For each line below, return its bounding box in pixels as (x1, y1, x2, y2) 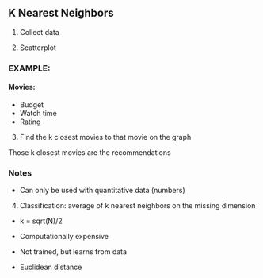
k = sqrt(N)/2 (19, 216, 63, 226)
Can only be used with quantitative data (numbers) (19, 186, 186, 195)
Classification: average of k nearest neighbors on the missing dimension (19, 201, 256, 210)
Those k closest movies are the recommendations (8, 147, 172, 157)
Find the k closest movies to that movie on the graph (19, 132, 192, 141)
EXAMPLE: (8, 63, 51, 74)
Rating (19, 117, 41, 126)
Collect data (19, 27, 59, 37)
